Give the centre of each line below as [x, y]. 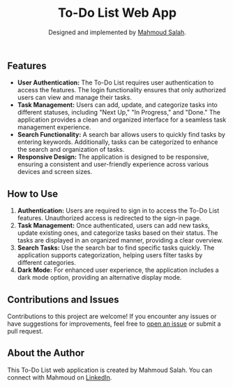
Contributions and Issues [63, 300]
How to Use [33, 194]
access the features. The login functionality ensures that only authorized [122, 90]
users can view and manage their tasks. [75, 98]
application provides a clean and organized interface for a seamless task [122, 120]
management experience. [54, 127]
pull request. [25, 331]
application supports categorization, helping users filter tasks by [110, 255]
